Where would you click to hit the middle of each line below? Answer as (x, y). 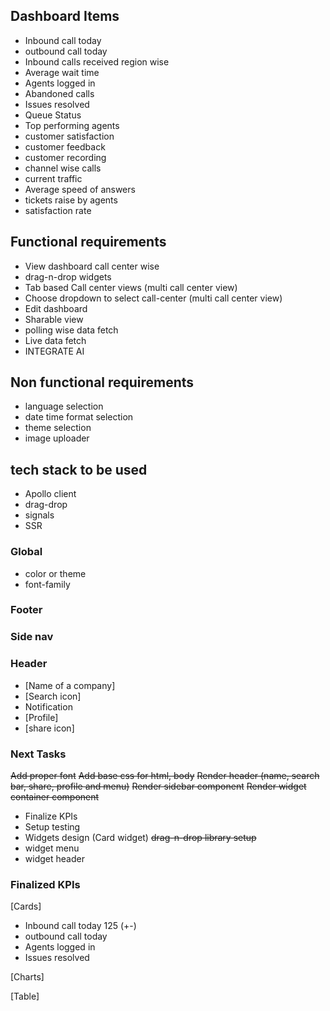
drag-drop (46, 505)
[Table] (25, 996)
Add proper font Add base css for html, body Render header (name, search (165, 775)
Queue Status (53, 115)
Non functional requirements (102, 382)
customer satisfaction (69, 136)
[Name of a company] (70, 685)
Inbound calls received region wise (97, 61)
